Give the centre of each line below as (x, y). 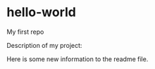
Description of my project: (44, 45)
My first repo (25, 32)
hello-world (42, 12)
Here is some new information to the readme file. (77, 59)
